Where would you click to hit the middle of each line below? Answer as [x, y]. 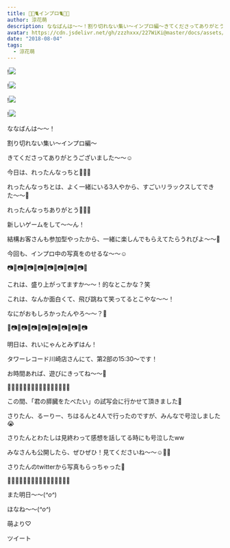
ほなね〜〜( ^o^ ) [29, 509]
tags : [15, 45]
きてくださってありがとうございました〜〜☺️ [70, 158]
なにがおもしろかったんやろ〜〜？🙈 [57, 313]
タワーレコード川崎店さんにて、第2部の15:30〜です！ [82, 359]
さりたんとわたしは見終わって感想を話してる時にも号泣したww [96, 437]
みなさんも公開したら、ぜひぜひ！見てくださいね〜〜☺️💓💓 [89, 452]
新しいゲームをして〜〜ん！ [46, 224]
